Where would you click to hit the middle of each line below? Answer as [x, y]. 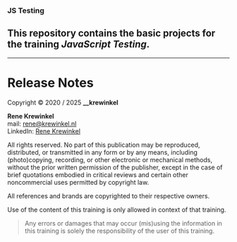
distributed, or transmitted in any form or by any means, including [102, 152]
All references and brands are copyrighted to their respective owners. [109, 195]
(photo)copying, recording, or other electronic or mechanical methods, [110, 159]
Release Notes [50, 83]
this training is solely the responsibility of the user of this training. [120, 231]
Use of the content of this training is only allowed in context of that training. [117, 210]
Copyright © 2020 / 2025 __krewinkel [63, 102]
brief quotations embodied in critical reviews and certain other [98, 174]
